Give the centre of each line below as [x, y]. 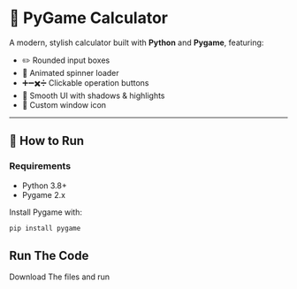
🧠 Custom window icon [64, 104]
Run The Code [49, 255]
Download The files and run [60, 277]
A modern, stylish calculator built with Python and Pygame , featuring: [137, 42]
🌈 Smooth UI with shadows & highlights [93, 95]
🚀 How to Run [47, 141]
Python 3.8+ [45, 186]
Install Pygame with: [46, 212]
